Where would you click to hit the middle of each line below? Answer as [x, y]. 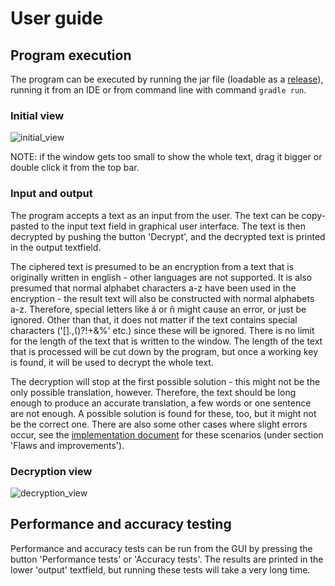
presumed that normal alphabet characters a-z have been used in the [153, 288]
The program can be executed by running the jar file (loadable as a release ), [167, 79]
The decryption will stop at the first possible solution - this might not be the [165, 381]
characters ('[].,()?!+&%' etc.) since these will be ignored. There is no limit [162, 330]
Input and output [51, 194]
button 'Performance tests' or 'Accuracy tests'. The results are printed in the [167, 559]
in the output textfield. [56, 247]
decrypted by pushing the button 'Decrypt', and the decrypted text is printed [168, 236]
